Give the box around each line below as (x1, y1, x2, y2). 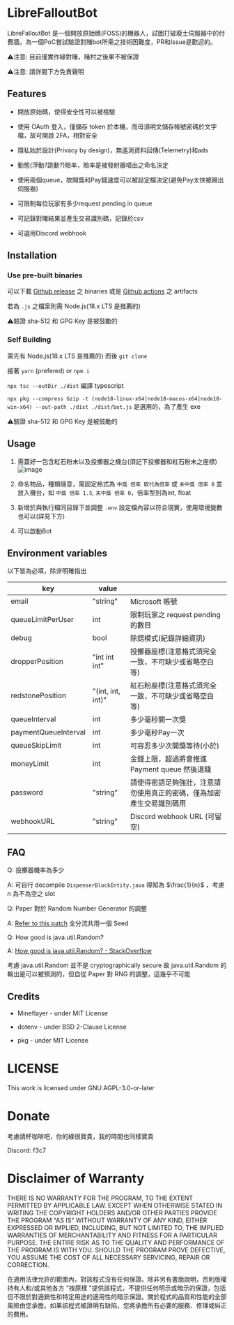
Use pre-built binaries (7, 270, 83, 280)
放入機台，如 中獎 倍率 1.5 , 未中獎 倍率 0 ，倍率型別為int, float (17, 488, 192, 497)
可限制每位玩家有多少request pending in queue (17, 199, 153, 208)
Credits (7, 990, 40, 1002)
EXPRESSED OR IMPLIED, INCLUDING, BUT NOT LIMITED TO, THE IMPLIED (7, 1223, 224, 1231)
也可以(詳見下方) (17, 512, 65, 520)
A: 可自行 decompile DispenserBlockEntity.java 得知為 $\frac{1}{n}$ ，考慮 (7, 881, 225, 889)
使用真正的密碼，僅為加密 (136, 788, 221, 798)
